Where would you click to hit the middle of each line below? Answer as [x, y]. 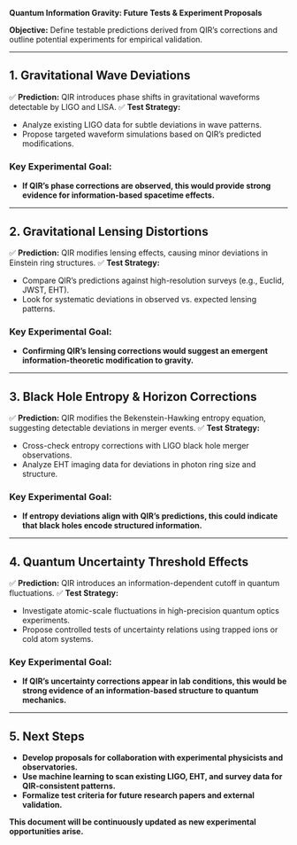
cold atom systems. [57, 639]
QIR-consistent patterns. [69, 786]
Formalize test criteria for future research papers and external [138, 795]
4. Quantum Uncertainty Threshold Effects [129, 562]
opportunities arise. [46, 832]
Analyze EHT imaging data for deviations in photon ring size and [139, 465]
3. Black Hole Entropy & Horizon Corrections [133, 397]
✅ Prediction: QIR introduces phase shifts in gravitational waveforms [135, 97]
